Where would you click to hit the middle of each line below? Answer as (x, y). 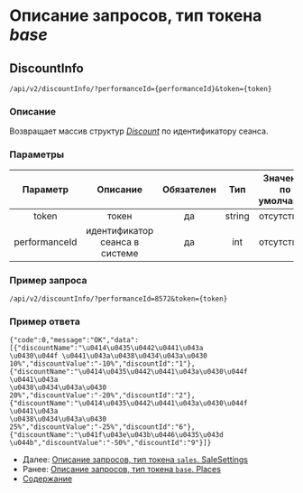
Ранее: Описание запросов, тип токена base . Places (121, 470)
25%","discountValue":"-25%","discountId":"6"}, (102, 427)
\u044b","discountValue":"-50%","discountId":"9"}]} (110, 443)
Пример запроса (48, 280)
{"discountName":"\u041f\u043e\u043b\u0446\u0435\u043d (116, 435)
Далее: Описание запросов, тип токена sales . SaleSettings (135, 460)
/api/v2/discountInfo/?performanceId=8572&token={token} (119, 299)
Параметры (37, 154)
